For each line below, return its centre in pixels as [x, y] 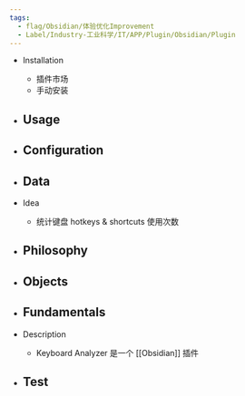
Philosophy [55, 251]
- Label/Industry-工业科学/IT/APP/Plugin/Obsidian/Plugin [127, 34]
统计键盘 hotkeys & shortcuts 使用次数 [108, 221]
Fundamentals [64, 312]
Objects [45, 281]
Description [44, 334]
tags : [20, 18]
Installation [43, 61]
